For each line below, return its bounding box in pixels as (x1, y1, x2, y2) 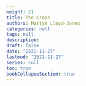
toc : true (6, 65, 32, 71)
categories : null (6, 25, 51, 32)
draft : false (6, 43, 40, 49)
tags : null (6, 31, 34, 38)
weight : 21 (6, 8, 34, 15)
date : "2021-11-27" (6, 48, 56, 55)
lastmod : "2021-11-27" (6, 54, 64, 60)
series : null (6, 59, 40, 65)
